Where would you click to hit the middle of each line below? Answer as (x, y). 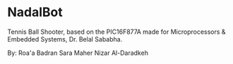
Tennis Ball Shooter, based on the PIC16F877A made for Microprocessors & (116, 32)
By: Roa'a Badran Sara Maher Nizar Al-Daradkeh (78, 53)
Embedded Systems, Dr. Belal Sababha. (65, 39)
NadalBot (35, 12)
